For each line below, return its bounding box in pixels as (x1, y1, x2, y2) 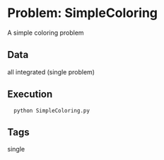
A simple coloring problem (7, 28, 84, 37)
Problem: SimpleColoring (7, 5, 158, 21)
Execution (7, 88, 53, 101)
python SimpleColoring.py (13, 107, 90, 114)
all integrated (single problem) (7, 67, 95, 76)
